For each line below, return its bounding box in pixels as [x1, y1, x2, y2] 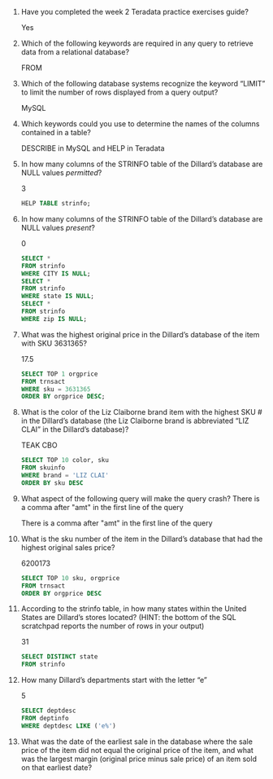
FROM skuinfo [20, 464, 66, 472]
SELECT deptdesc [20, 706, 76, 715]
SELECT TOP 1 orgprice [20, 370, 98, 378]
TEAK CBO [20, 440, 58, 451]
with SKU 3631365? [20, 338, 88, 348]
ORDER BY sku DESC [20, 478, 84, 487]
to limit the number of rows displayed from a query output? [20, 87, 219, 97]
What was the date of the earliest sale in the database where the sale [20, 737, 253, 746]
